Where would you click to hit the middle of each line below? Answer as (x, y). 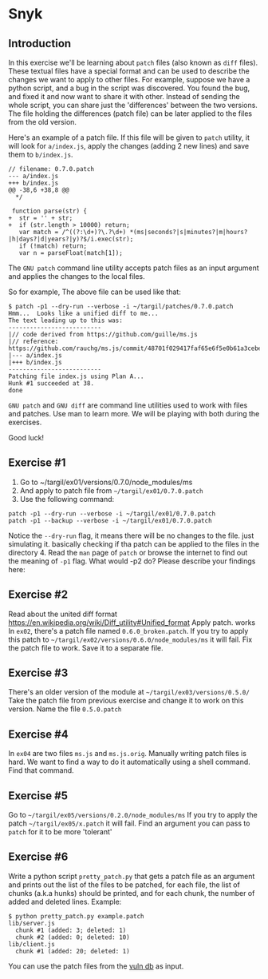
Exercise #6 (38, 857)
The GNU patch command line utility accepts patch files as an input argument (134, 268)
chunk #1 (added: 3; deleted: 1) (71, 930)
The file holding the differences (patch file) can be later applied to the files (130, 113)
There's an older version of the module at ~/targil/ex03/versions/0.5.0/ (129, 692)
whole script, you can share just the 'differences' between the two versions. (133, 105)
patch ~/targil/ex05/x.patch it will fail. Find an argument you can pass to (129, 823)
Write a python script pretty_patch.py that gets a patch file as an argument (132, 876)
